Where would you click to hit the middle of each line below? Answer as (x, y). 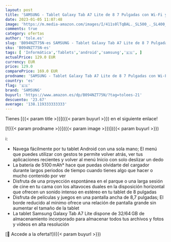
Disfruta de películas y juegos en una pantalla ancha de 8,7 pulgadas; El (88, 197)
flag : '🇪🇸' (18, 85)
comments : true (21, 29)
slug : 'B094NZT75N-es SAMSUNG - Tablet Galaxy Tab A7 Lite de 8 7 (77, 43)
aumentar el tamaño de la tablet (46, 208)
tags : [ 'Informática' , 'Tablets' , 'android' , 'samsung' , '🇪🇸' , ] (74, 52)
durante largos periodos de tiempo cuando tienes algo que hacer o (83, 170)
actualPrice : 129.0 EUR (31, 57)
